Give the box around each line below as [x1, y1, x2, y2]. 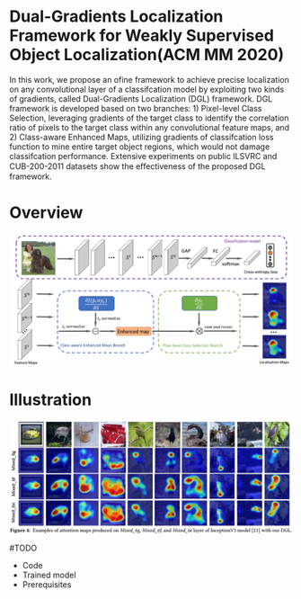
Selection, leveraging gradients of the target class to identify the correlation [9, 112, 289, 123]
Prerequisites [22, 579, 72, 590]
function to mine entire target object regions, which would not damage [9, 141, 270, 152]
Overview [9, 202, 84, 223]
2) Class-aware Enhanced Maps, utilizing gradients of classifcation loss [9, 131, 274, 142]
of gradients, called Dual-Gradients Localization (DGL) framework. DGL [9, 93, 273, 104]
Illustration [9, 389, 93, 410]
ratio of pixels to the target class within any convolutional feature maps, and [9, 121, 290, 132]
